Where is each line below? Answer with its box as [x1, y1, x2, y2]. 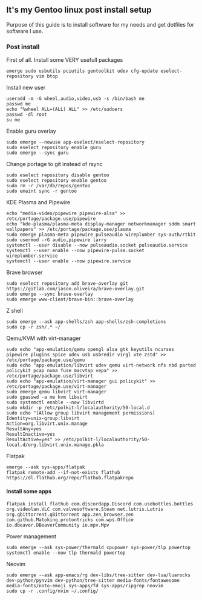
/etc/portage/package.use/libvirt [6, 373, 94, 379]
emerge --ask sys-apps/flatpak [6, 464, 85, 470]
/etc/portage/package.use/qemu [6, 357, 85, 363]
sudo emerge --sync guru [6, 150, 69, 156]
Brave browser [6, 269, 43, 276]
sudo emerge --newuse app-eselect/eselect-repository [6, 139, 145, 145]
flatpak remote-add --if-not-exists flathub [6, 470, 120, 476]
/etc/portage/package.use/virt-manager [6, 384, 107, 390]
